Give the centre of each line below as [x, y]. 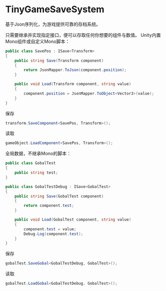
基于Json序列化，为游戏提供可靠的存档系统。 [53, 24]
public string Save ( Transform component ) [59, 60]
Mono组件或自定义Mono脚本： [38, 41]
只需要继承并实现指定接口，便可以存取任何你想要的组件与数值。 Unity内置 [83, 35]
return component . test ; [49, 206]
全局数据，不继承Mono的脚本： [38, 154]
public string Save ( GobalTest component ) [59, 196]
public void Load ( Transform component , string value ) [73, 84]
